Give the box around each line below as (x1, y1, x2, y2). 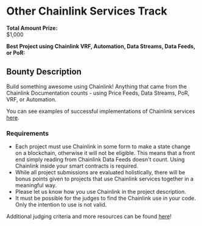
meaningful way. (15, 182, 57, 189)
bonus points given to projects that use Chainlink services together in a (15, 175, 193, 183)
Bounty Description (6, 67, 82, 77)
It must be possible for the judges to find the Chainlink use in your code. (15, 194, 197, 202)
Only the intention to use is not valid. (15, 201, 107, 208)
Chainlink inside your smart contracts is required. (15, 162, 139, 169)
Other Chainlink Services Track (6, 4, 167, 18)
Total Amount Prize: (6, 24, 58, 32)
